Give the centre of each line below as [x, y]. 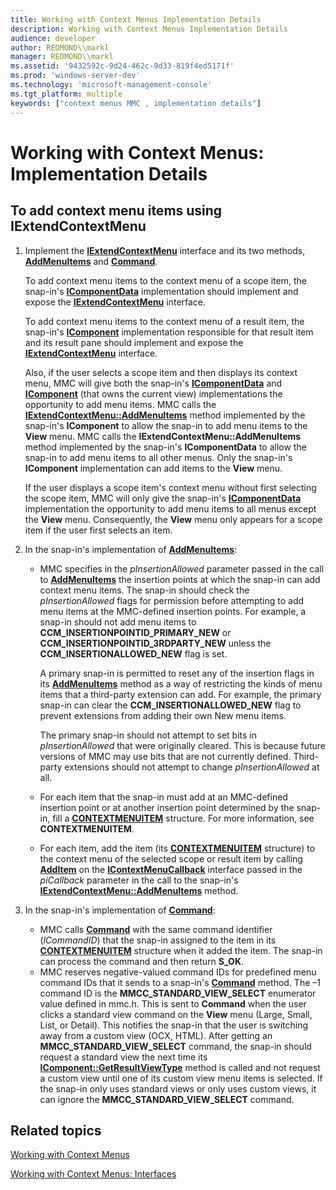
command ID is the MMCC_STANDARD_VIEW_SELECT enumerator [178, 993]
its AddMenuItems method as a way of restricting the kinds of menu [181, 683]
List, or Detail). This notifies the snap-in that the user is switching [174, 1025]
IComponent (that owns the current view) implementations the [153, 393]
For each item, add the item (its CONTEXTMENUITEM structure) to [177, 848]
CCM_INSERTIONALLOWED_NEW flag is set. [133, 653]
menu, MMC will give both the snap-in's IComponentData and [153, 383]
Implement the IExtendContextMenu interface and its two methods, [165, 250]
